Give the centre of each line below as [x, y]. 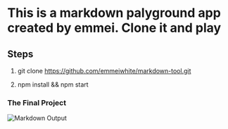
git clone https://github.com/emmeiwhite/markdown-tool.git [104, 71]
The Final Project [37, 102]
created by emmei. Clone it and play [114, 28]
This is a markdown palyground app [114, 13]
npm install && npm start [53, 85]
